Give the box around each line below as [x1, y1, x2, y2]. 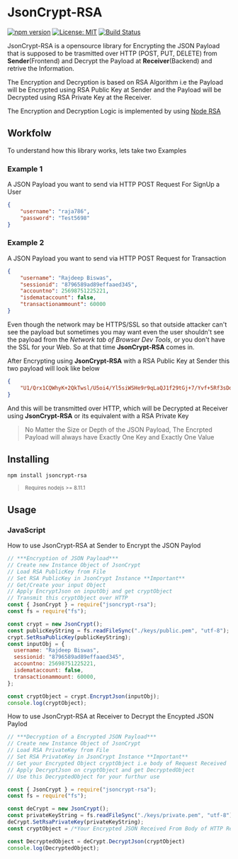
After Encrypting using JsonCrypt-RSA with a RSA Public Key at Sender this [7, 356, 230, 365]
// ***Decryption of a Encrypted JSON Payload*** [7, 733, 157, 740]
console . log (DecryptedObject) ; [7, 844, 100, 852]
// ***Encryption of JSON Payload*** [7, 555, 119, 562]
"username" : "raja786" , [20, 207, 91, 215]
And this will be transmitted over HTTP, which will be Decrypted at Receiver [7, 404, 228, 412]
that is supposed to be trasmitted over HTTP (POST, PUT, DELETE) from [7, 49, 217, 58]
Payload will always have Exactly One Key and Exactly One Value [24, 432, 215, 441]
